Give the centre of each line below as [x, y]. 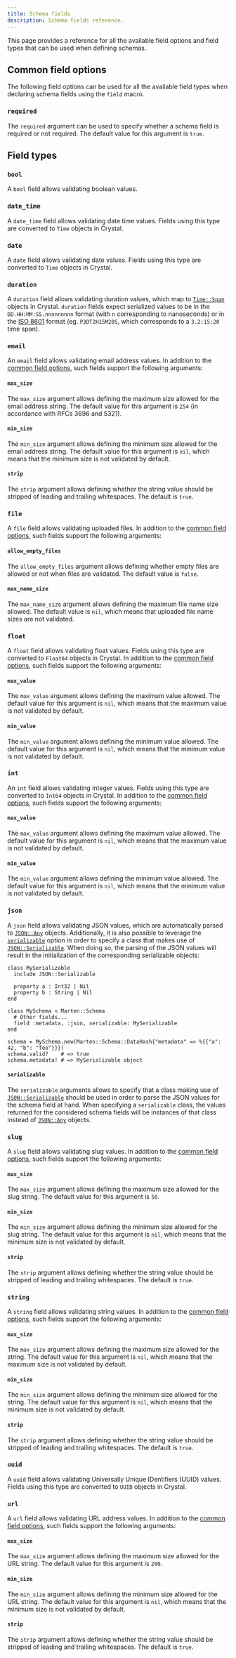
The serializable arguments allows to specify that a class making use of [113, 1090]
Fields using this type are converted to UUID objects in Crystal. [97, 1487]
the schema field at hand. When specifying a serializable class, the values [117, 1105]
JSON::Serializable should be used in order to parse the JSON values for [113, 1097]
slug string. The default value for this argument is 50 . [83, 1197]
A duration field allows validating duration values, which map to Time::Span [116, 299]
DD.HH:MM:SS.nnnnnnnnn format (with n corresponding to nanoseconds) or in [116, 314]
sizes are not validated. [41, 619]
